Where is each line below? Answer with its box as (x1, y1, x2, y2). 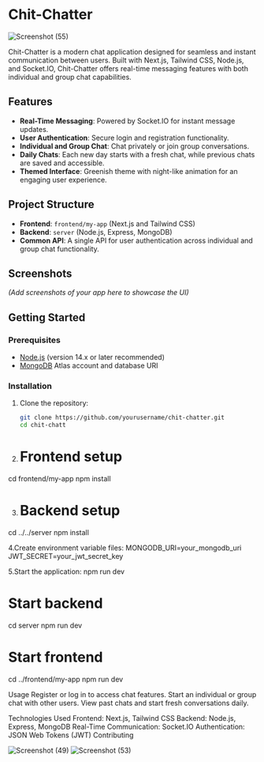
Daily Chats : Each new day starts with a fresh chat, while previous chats (19, 149, 255, 159)
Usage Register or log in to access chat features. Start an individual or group (8, 689, 257, 699)
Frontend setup (19, 448, 123, 466)
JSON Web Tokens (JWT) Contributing (8, 730, 134, 740)
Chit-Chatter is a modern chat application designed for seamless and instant (8, 47, 256, 56)
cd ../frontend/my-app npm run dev (8, 674, 124, 684)
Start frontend (8, 648, 104, 666)
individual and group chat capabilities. (8, 72, 132, 81)
